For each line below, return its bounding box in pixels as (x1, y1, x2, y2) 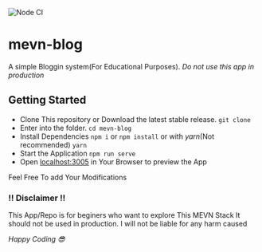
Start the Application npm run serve (19, 148, 136, 158)
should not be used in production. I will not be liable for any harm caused (8, 219, 248, 229)
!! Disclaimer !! (8, 192, 66, 203)
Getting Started (8, 93, 87, 107)
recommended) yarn (19, 140, 88, 149)
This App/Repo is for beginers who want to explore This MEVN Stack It (8, 211, 240, 220)
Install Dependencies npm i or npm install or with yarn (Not (19, 132, 215, 141)
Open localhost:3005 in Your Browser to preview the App (19, 156, 207, 167)
